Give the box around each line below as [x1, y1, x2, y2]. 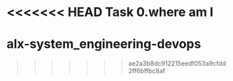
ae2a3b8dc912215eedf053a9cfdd [128, 59, 227, 68]
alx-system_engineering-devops [6, 36, 202, 52]
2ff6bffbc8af [128, 67, 166, 75]
